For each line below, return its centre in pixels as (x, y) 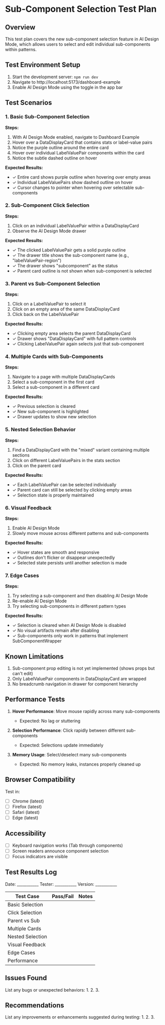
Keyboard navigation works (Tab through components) (68, 845)
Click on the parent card (37, 466)
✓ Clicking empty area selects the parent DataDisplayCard (71, 334)
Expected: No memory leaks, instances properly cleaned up (80, 764)
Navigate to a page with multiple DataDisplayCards (64, 377)
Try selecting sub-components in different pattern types (69, 606)
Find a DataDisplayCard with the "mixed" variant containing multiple (81, 450)
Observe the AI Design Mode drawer (49, 231)
